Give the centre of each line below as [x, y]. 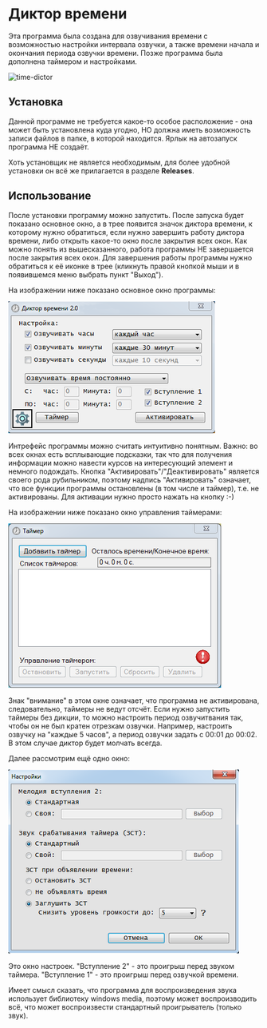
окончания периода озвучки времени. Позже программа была [116, 53]
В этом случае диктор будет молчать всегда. [85, 743]
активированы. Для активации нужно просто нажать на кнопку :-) [122, 497]
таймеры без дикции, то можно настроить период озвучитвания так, [126, 717]
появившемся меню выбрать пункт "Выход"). [86, 274]
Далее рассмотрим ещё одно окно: [69, 758]
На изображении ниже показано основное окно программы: [112, 290]
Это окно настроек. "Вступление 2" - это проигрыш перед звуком [122, 966]
